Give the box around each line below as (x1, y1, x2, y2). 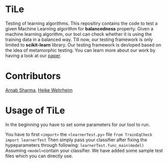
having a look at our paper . (5, 52, 62, 59)
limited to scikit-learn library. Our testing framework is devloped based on (5, 42, 161, 48)
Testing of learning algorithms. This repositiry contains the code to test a (5, 20, 158, 26)
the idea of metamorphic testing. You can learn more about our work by (5, 47, 156, 53)
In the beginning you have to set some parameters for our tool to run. (5, 121, 150, 128)
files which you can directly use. (5, 153, 73, 159)
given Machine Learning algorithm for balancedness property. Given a (5, 25, 154, 31)
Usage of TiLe (5, 105, 65, 116)
